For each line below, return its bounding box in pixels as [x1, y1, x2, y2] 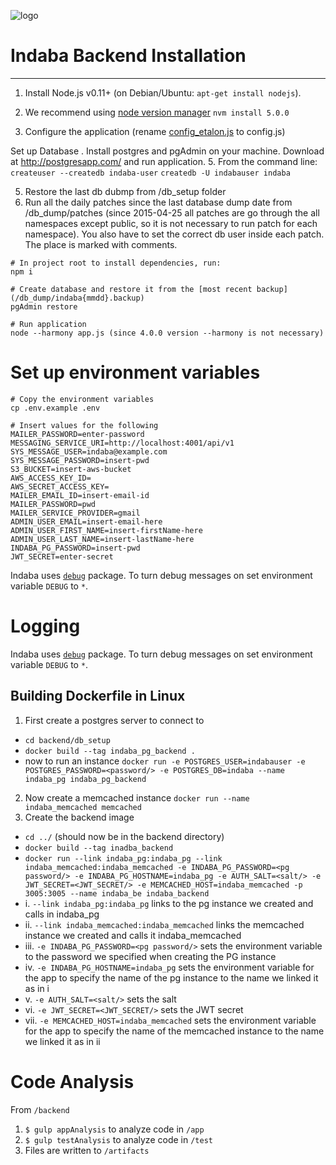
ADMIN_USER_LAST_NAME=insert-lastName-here [10, 534, 195, 544]
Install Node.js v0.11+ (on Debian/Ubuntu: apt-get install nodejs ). [24, 86, 302, 99]
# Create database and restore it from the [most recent [10, 284, 253, 294]
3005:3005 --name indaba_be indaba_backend [24, 888, 210, 899]
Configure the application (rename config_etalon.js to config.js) [24, 125, 286, 137]
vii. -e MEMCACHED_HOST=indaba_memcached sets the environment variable [24, 1014, 317, 1026]
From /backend [10, 1103, 70, 1115]
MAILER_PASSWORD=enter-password [10, 429, 145, 439]
